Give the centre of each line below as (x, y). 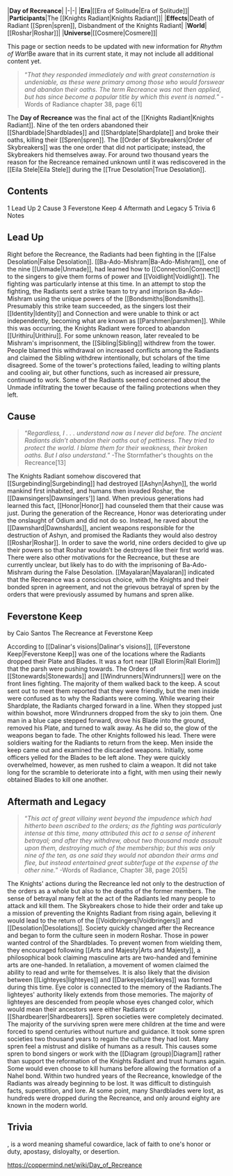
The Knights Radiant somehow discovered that (74, 476)
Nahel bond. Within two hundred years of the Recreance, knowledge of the (115, 1076)
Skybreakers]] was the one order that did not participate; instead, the (106, 147)
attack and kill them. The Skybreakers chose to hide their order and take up (115, 906)
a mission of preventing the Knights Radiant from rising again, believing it (112, 913)
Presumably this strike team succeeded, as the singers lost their (99, 305)
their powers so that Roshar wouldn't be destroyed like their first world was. (116, 550)
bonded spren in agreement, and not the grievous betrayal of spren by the (113, 587)
